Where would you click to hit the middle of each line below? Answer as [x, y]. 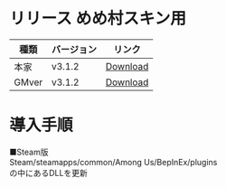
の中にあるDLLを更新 [48, 173]
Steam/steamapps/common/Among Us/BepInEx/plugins [113, 162]
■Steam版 [29, 152]
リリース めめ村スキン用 [98, 19]
